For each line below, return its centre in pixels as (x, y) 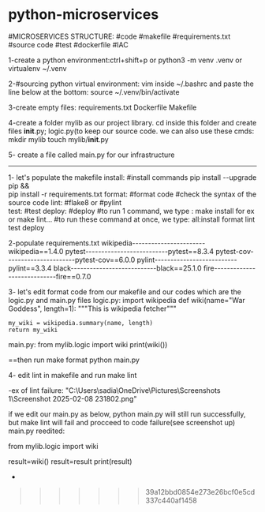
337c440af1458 (171, 500)
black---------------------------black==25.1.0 (127, 268)
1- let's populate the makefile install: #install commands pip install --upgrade (132, 177)
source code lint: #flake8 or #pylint (65, 202)
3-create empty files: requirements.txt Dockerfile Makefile (103, 107)
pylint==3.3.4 (30, 268)
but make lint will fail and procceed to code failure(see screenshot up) (122, 422)
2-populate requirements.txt (54, 243)
